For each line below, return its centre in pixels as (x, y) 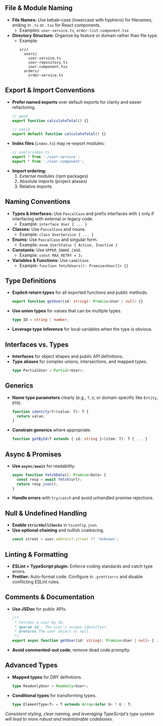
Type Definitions (31, 281)
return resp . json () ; (37, 484)
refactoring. (24, 107)
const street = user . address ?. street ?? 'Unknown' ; (65, 539)
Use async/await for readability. (44, 466)
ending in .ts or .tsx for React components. (56, 25)
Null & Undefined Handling (46, 513)
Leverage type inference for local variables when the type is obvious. (82, 329)
